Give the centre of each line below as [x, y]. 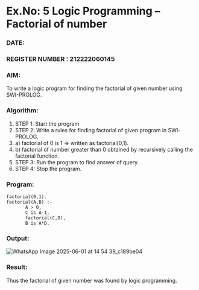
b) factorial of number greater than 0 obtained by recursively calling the [104, 149]
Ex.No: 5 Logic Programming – [83, 11]
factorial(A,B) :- [29, 202]
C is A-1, [37, 213]
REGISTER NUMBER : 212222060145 [61, 59]
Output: [18, 238]
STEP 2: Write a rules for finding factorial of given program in [91, 130]
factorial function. [37, 156]
